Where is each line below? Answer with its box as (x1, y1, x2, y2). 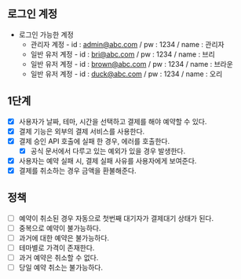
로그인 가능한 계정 (18, 30, 74, 39)
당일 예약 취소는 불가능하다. (18, 262, 104, 273)
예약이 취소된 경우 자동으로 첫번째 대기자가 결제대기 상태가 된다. (18, 213, 214, 222)
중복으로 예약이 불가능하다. (18, 223, 101, 233)
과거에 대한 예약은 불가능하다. (18, 233, 110, 242)
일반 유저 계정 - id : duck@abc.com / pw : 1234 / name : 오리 (30, 69, 223, 79)
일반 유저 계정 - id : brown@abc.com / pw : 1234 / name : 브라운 (30, 59, 233, 68)
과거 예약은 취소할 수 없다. (18, 253, 99, 262)
